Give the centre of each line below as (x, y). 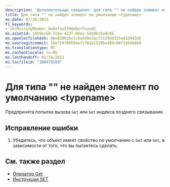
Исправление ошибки (42, 128)
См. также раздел (35, 161)
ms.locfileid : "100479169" (34, 62)
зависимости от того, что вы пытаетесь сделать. (65, 146)
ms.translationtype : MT (30, 48)
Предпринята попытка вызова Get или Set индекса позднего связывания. (85, 112)
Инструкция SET (30, 179)
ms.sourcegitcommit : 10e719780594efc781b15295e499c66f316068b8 (73, 43)
